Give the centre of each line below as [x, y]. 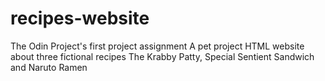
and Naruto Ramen [49, 67]
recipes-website [80, 18]
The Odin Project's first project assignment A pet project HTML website [157, 46]
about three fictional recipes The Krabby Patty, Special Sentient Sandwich [162, 56]
